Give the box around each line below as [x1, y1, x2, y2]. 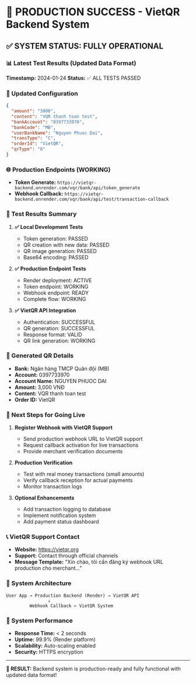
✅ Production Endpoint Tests [14, 265, 86, 272]
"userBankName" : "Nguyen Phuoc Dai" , [11, 130, 103, 136]
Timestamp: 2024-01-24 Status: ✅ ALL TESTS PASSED [6, 74, 141, 81]
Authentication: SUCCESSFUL [23, 319, 96, 326]
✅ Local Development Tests [14, 223, 83, 230]
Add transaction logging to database [23, 506, 111, 513]
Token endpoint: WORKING [23, 283, 89, 290]
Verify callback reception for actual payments [23, 477, 133, 484]
